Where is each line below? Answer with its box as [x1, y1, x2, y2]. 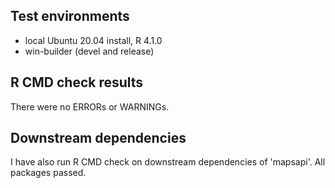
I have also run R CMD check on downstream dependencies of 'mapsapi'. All [10, 156, 326, 168]
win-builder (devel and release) [24, 45, 155, 57]
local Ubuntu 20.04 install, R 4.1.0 [24, 34, 163, 46]
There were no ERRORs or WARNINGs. [10, 100, 170, 113]
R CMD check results [10, 74, 144, 91]
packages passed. [10, 167, 87, 179]
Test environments [10, 8, 130, 25]
